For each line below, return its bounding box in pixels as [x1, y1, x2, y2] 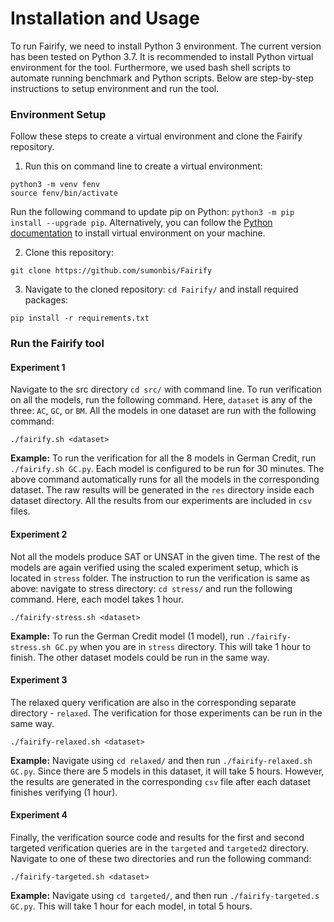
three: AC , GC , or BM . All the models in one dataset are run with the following [10, 405, 317, 417]
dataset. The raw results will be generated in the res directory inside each [10, 484, 315, 496]
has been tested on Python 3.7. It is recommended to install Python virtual [10, 50, 314, 62]
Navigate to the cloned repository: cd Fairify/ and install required [24, 283, 299, 296]
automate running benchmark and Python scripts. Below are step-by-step [10, 72, 314, 84]
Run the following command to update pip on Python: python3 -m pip [10, 206, 295, 218]
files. [10, 505, 31, 517]
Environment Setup [10, 107, 107, 121]
